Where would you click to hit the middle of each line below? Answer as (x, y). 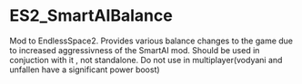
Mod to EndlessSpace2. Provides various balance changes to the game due (151, 41)
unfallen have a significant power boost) (85, 70)
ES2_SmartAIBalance (91, 16)
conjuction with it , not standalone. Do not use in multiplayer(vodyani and (146, 60)
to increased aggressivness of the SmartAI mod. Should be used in (135, 50)
